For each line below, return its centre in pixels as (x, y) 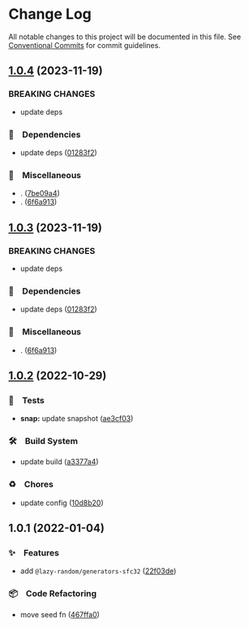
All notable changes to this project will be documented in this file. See (125, 37)
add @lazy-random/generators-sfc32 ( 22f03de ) (98, 571)
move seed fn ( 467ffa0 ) (60, 614)
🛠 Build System (43, 442)
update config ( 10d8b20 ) (62, 503)
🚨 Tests (26, 400)
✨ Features (34, 553)
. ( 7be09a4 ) (40, 194)
